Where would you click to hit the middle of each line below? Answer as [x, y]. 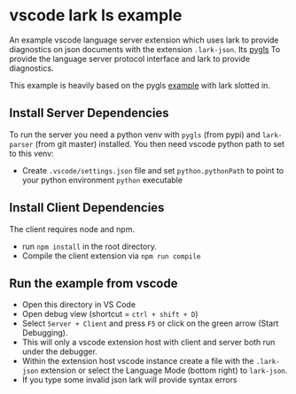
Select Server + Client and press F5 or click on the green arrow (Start [150, 323]
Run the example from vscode [93, 283]
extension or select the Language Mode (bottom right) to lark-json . [164, 371]
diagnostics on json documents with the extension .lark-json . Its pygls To [145, 49]
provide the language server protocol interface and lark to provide [130, 58]
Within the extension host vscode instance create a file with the [138, 361]
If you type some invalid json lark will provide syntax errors [129, 380]
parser [21, 144]
